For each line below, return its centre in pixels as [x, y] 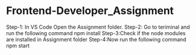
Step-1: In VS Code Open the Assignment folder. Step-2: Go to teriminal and [98, 27]
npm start [18, 46]
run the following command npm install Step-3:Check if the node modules [96, 33]
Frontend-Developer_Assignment [90, 11]
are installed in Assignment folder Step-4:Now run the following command [96, 39]
